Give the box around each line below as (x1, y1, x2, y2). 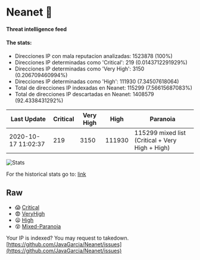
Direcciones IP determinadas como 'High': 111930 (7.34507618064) (14, 78, 180, 85)
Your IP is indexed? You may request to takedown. (6, 234, 129, 241)
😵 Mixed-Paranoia (14, 222, 61, 230)
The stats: (6, 39, 32, 47)
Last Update (11, 115, 46, 123)
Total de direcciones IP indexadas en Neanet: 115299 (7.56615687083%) (14, 84, 192, 91)
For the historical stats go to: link (6, 170, 86, 178)
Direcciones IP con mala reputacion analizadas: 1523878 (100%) (14, 52, 173, 59)
